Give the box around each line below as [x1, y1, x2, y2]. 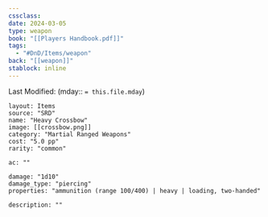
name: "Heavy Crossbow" [8, 116, 89, 124]
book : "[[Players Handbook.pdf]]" [8, 34, 125, 43]
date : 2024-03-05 [8, 19, 67, 27]
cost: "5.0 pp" [8, 137, 60, 145]
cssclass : [8, 11, 42, 20]
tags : [8, 42, 27, 50]
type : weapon [8, 27, 52, 35]
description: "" [8, 201, 63, 209]
